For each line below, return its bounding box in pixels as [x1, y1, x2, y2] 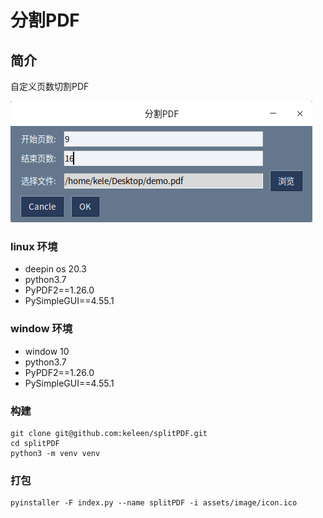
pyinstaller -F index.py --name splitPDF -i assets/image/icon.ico [10, 498, 298, 508]
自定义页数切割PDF [10, 81, 90, 92]
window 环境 [10, 322, 73, 336]
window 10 [24, 345, 70, 357]
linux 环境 [10, 239, 58, 253]
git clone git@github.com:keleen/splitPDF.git [10, 428, 208, 438]
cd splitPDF [10, 438, 60, 448]
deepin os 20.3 [24, 263, 87, 275]
